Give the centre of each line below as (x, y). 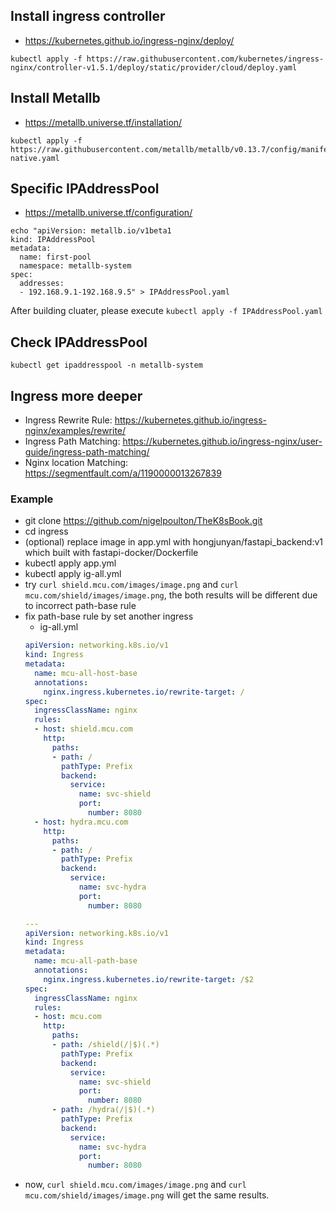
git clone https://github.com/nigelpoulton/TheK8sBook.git (143, 521)
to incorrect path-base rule (80, 606)
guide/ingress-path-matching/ (87, 452)
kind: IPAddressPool (53, 240)
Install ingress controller (88, 16)
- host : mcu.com (68, 1017)
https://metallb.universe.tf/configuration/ (108, 213)
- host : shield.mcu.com (83, 729)
